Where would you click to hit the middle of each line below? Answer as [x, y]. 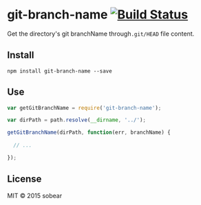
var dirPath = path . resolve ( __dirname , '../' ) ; [77, 120]
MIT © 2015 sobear [35, 195]
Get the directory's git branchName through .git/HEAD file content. [101, 34]
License [24, 179]
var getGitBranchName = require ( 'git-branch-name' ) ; [84, 108]
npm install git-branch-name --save [60, 71]
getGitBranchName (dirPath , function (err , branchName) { [89, 133]
